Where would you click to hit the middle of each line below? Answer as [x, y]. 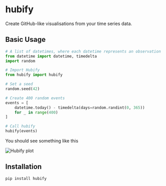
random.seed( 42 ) [22, 89]
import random [20, 61]
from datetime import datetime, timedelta [51, 56]
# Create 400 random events [35, 98]
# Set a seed [19, 84]
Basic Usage [26, 40]
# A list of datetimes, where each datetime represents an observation [83, 51]
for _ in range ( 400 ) [36, 112]
